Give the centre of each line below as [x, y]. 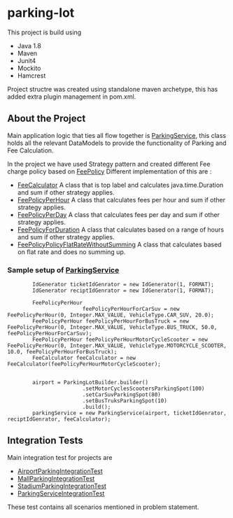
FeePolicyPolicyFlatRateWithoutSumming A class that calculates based [119, 244]
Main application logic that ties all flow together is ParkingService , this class [116, 135]
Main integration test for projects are [60, 457]
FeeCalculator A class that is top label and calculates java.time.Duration [120, 185]
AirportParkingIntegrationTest [60, 471]
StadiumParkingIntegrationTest [62, 486]
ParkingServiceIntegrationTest [61, 493]
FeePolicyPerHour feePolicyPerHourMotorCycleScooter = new [120, 340]
